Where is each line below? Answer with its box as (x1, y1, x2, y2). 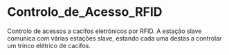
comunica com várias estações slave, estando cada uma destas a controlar (7, 34, 222, 42)
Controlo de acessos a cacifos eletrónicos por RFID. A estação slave (7, 27, 202, 35)
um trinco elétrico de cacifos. (7, 41, 91, 49)
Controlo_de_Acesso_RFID (7, 4, 163, 20)
